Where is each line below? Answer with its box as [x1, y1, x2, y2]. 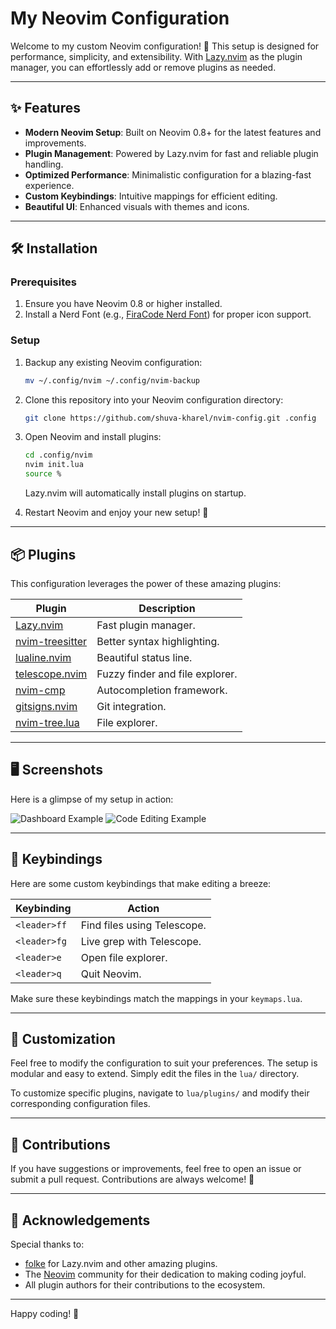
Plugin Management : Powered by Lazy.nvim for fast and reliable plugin [24, 147, 319, 159]
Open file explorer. [80, 950, 168, 964]
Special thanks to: [10, 1238, 85, 1250]
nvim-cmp [15, 683, 66, 697]
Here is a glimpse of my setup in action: [10, 793, 174, 805]
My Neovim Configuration [10, 7, 230, 30]
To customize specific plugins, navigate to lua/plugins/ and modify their [10, 1087, 310, 1099]
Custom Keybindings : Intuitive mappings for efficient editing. [24, 190, 278, 202]
